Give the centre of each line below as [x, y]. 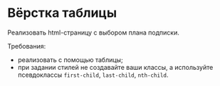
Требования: [27, 46]
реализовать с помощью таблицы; [70, 60]
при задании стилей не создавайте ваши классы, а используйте [115, 67]
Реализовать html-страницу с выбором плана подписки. [93, 32]
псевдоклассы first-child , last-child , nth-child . [93, 75]
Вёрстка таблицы [62, 13]
